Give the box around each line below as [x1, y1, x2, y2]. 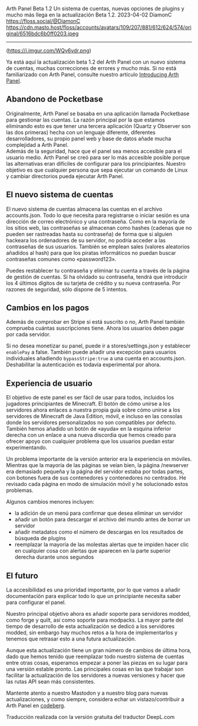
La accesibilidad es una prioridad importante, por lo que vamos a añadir [6, 586, 181, 593]
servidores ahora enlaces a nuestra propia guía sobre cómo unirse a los [6, 406, 181, 413]
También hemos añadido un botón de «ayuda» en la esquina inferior [6, 425, 171, 432]
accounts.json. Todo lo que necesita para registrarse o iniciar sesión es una [6, 212, 190, 219]
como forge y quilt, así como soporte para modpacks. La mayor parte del [6, 616, 184, 624]
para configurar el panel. [6, 599, 66, 606]
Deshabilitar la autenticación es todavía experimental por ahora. [6, 361, 161, 368]
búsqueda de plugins [14, 535, 66, 542]
